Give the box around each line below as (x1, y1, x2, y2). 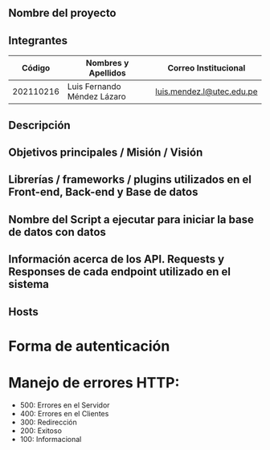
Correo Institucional (167, 63, 246, 74)
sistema (8, 278, 50, 291)
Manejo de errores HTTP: (8, 373, 180, 391)
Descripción (8, 118, 71, 132)
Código (21, 63, 51, 74)
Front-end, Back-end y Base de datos (8, 185, 198, 199)
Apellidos (88, 67, 126, 79)
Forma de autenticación (8, 337, 170, 355)
